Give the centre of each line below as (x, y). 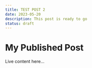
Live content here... (25, 62)
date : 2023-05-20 (23, 14)
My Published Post (45, 48)
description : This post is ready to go (46, 19)
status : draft (20, 23)
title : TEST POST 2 (25, 10)
